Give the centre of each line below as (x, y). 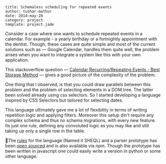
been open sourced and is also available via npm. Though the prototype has (83, 146)
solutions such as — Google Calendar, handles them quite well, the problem (82, 49)
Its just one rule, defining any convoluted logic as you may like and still (77, 126)
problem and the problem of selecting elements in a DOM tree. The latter (79, 90)
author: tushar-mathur (28, 11)
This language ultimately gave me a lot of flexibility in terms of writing (76, 110)
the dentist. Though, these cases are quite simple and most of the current (80, 44)
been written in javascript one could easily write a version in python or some (83, 151)
